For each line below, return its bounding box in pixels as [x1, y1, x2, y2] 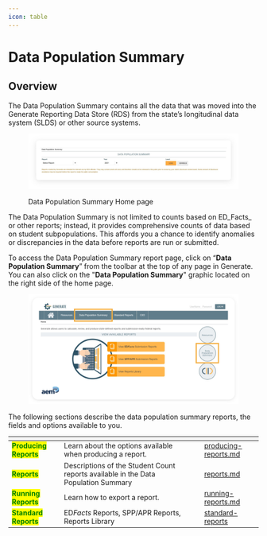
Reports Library [64, 517, 115, 526]
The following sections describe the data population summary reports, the [8, 412, 251, 421]
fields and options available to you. [8, 420, 122, 429]
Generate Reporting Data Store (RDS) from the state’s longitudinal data [8, 109, 239, 118]
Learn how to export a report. [64, 493, 160, 503]
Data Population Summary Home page [28, 197, 153, 207]
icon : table [8, 13, 48, 21]
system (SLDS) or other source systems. [8, 118, 141, 127]
